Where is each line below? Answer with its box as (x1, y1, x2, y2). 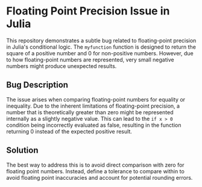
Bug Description (6, 80, 68, 90)
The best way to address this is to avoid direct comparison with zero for (6, 161, 185, 168)
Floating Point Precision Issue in (6, 4, 170, 18)
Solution (6, 146, 39, 156)
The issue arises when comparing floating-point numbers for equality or (6, 96, 186, 103)
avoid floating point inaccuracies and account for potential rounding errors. (6, 174, 193, 181)
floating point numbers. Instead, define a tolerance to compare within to (6, 167, 185, 175)
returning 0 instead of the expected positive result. (6, 127, 133, 135)
